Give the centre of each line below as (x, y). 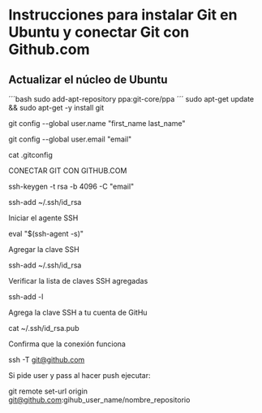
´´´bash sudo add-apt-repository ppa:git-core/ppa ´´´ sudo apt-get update (131, 99)
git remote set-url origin (48, 391)
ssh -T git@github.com (47, 360)
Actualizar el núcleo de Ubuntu (88, 79)
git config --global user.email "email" (70, 139)
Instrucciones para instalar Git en (123, 15)
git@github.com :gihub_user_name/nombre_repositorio (99, 400)
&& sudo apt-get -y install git (56, 108)
